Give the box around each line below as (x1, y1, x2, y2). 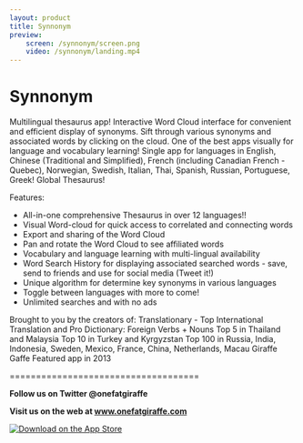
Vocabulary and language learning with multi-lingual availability (22, 248, 261, 259)
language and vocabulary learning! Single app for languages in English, (9, 146, 277, 156)
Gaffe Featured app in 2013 (9, 353, 112, 364)
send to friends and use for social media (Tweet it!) (22, 267, 214, 278)
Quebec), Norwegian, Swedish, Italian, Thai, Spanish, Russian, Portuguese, (9, 165, 291, 176)
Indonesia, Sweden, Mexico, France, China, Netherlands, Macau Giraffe (9, 343, 278, 355)
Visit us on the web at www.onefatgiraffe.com (9, 406, 187, 417)
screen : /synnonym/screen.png (25, 38, 141, 48)
